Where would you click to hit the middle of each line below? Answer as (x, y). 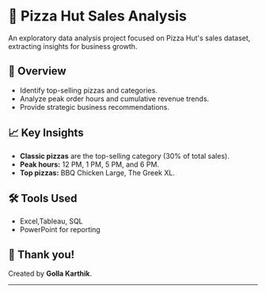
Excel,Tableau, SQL (51, 221)
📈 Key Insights (46, 133)
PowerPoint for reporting (60, 230)
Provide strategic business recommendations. (95, 107)
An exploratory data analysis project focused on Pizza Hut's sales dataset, (129, 38)
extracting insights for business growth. (73, 46)
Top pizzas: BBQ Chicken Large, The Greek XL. (97, 172)
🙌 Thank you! (42, 255)
